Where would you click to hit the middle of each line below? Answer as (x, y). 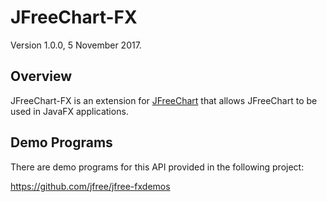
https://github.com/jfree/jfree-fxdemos (90, 186)
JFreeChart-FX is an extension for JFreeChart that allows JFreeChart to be (164, 100)
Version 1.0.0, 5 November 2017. (76, 45)
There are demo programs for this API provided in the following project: (157, 167)
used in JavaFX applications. (69, 111)
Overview (41, 76)
